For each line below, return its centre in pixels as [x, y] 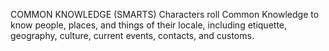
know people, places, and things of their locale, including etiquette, [149, 25]
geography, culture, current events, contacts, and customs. [132, 35]
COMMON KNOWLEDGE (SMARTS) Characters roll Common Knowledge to [165, 14]
